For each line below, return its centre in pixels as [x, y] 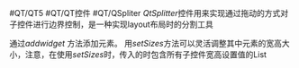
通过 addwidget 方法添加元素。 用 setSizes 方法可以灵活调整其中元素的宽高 [145, 43]
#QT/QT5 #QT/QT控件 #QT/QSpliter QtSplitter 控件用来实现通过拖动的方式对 [149, 13]
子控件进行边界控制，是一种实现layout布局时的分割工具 [111, 24]
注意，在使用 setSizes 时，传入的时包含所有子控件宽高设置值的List [146, 55]
